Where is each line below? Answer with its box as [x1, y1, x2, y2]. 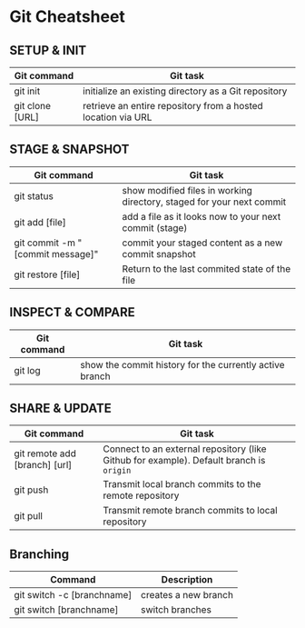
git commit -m [14, 236, 75, 249]
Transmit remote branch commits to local [103, 504, 279, 517]
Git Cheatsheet [9, 6, 125, 27]
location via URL [83, 111, 152, 124]
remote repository [103, 489, 180, 502]
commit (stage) [122, 221, 188, 234]
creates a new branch [140, 589, 234, 602]
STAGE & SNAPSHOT [9, 142, 130, 157]
